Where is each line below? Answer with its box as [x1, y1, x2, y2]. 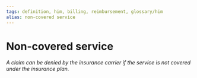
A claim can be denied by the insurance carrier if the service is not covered [6, 59, 191, 66]
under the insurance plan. [6, 66, 69, 73]
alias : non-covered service [6, 14, 76, 20]
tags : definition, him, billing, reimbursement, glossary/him [6, 8, 163, 15]
